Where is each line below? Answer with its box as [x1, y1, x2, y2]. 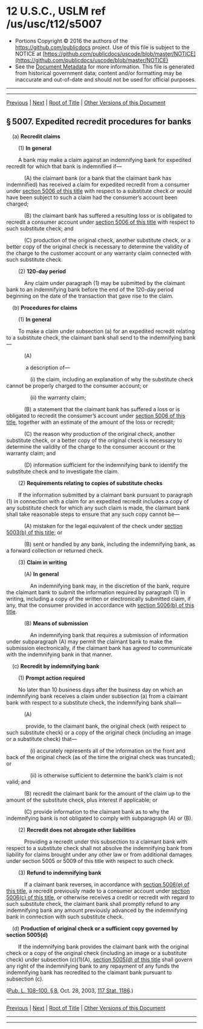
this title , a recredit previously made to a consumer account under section [6, 887, 190, 894]
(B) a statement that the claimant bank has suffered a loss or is [24, 405, 180, 413]
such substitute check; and [6, 224, 74, 232]
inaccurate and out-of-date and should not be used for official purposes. [14, 76, 196, 83]
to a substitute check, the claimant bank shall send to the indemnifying [6, 334, 182, 341]
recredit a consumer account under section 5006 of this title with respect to [6, 218, 195, 226]
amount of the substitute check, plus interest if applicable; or [6, 796, 158, 803]
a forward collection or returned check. [6, 547, 104, 554]
